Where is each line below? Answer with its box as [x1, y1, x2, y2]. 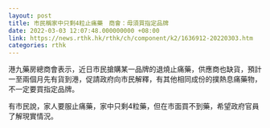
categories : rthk [8, 42, 67, 50]
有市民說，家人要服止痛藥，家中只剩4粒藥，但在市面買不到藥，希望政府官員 [8, 102, 260, 111]
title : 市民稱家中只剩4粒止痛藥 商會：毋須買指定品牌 [8, 19, 169, 27]
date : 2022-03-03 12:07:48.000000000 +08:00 [8, 26, 160, 34]
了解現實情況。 [8, 111, 58, 121]
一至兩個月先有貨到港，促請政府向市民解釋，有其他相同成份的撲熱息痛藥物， [8, 74, 262, 84]
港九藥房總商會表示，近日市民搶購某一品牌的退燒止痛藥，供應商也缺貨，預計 [8, 65, 262, 74]
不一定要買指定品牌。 [8, 85, 79, 94]
